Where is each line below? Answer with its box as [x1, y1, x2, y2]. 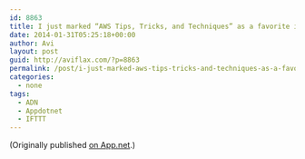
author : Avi [9, 38, 54, 48]
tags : [9, 89, 30, 98]
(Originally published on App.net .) [9, 140, 136, 151]
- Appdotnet [17, 106, 64, 115]
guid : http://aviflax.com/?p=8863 [9, 55, 141, 65]
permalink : [9, 65, 51, 74]
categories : [9, 73, 54, 82]
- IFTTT [17, 114, 47, 124]
